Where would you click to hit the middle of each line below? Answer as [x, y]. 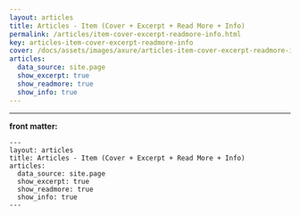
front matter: [33, 126]
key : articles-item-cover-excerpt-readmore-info [101, 42]
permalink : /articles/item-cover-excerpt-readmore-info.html [125, 34]
